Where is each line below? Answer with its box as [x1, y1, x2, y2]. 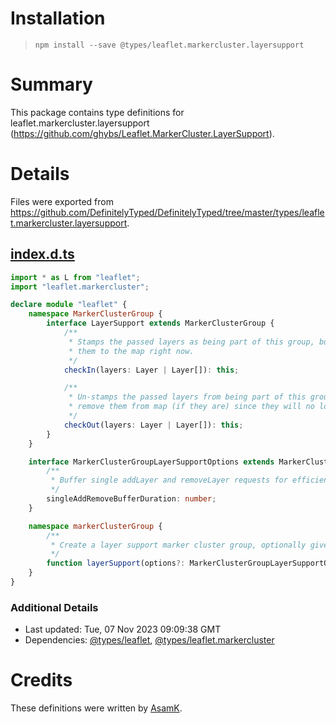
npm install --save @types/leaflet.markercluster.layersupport [34, 40, 305, 50]
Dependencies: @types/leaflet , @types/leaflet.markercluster [24, 634, 275, 646]
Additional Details [10, 600, 99, 614]
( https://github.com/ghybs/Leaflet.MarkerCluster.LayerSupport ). [10, 127, 275, 139]
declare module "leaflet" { [10, 300, 128, 310]
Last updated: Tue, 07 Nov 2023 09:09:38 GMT [24, 623, 222, 636]
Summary [10, 73, 93, 96]
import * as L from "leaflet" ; [10, 272, 141, 282]
